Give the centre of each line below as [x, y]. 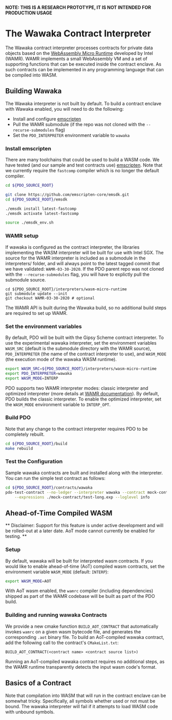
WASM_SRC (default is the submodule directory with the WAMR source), [78, 348]
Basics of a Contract [38, 683]
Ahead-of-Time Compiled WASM [59, 513]
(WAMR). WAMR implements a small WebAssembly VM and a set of [76, 58]
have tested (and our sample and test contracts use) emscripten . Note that [84, 165]
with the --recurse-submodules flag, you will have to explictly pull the [78, 274]
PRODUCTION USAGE [29, 13]
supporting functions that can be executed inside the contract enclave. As [83, 64]
